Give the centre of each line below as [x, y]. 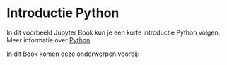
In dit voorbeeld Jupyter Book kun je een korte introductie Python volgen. [113, 32]
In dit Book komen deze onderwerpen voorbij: [73, 54]
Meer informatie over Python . [50, 40]
